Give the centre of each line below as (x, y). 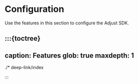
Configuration (35, 9)
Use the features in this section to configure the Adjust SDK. (67, 23)
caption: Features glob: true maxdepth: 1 (69, 55)
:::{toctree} (23, 39)
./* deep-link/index (24, 68)
